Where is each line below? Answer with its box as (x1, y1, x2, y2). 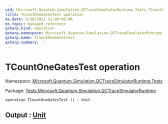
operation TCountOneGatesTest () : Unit (5, 97, 91, 102)
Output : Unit (5, 111, 46, 119)
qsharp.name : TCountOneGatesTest (5, 35, 75, 40)
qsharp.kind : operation (5, 26, 55, 31)
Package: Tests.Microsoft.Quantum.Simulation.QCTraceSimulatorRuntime (5, 87, 156, 93)
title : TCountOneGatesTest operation (5, 12, 84, 17)
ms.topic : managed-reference (5, 21, 66, 26)
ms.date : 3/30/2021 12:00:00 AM (5, 16, 72, 21)
